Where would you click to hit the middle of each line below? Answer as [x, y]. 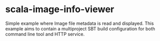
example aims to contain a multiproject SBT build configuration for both [80, 28]
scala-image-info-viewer [60, 9]
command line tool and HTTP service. [45, 34]
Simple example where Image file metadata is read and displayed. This [80, 23]
